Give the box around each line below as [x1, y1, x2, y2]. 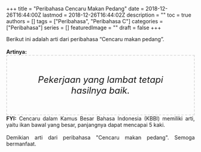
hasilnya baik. [71, 85, 130, 96]
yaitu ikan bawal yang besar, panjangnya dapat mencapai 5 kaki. [6, 122, 166, 128]
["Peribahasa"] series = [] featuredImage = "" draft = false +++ [6, 24, 162, 31]
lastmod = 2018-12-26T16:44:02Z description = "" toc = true [42, 11, 191, 18]
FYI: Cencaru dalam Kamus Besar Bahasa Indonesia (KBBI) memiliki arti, [6, 115, 195, 122]
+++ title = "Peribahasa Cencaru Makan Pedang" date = [6, 5, 145, 12]
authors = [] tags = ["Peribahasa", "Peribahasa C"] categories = [6, 18, 163, 24]
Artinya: [6, 48, 27, 55]
